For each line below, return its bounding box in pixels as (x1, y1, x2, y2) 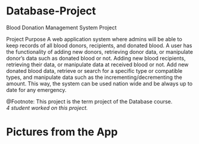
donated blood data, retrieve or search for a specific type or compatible (6, 67, 183, 74)
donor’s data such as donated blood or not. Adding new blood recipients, (6, 54, 186, 62)
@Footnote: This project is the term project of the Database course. (6, 97, 173, 105)
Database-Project (6, 4, 96, 18)
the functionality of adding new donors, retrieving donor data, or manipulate (6, 48, 193, 55)
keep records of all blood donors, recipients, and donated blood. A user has (6, 42, 192, 49)
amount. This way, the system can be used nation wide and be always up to (6, 79, 193, 87)
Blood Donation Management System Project (6, 24, 117, 31)
